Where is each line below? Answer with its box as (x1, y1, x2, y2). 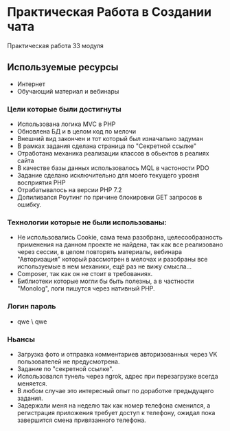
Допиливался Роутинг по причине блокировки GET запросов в (16, 193, 203, 202)
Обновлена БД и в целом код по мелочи (16, 127, 136, 136)
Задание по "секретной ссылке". (16, 364, 114, 372)
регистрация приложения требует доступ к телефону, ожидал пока (16, 408, 216, 417)
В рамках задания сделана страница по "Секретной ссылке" (16, 142, 197, 150)
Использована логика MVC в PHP (16, 120, 116, 128)
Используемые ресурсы (7, 61, 119, 73)
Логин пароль (7, 302, 56, 311)
